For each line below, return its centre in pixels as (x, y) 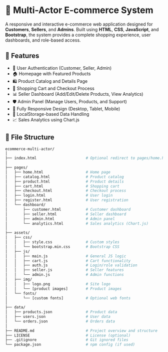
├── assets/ (17, 233)
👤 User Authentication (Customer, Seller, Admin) (62, 68)
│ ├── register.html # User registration (67, 200)
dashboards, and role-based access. (43, 40)
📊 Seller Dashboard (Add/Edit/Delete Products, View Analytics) (78, 94)
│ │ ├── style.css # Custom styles (62, 242)
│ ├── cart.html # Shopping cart (62, 186)
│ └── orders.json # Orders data (60, 321)
